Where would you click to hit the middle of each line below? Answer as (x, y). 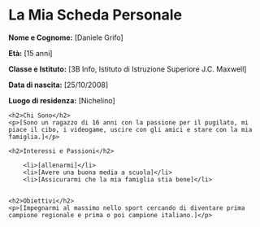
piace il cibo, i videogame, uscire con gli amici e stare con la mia (130, 129)
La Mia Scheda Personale (95, 15)
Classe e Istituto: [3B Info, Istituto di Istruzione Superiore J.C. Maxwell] (128, 69)
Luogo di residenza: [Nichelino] (62, 100)
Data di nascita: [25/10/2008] (58, 85)
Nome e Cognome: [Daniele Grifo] (66, 37)
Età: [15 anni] (30, 53)
